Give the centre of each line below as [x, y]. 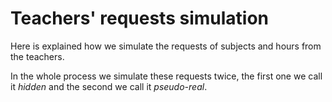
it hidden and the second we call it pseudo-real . [109, 86]
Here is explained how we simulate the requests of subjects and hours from [166, 46]
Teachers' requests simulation [140, 18]
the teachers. [37, 56]
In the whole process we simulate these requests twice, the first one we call [166, 76]
